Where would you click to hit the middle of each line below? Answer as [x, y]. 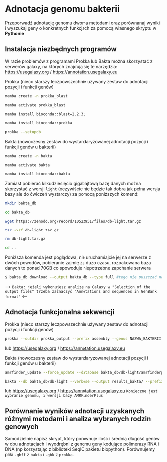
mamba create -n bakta [29, 156]
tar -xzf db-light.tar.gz [32, 230]
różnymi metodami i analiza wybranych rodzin [78, 418]
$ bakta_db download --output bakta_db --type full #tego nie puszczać [81, 277]
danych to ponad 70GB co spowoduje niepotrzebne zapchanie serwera [78, 268]
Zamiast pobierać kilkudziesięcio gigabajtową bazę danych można [73, 183]
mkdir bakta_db [21, 203]
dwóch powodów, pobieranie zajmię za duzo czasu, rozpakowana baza [78, 263]
